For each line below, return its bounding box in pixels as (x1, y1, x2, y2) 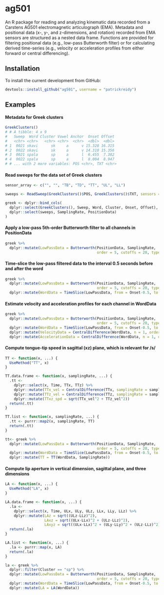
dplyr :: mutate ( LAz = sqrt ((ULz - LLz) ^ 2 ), (14, 513, 97, 518)
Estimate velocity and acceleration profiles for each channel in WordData (5, 300, 157, 306)
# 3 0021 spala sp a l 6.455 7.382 (5, 152, 115, 157)
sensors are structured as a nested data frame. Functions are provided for (5, 35, 154, 41)
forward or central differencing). (5, 50, 70, 56)
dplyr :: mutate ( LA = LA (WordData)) (9, 585, 80, 590)
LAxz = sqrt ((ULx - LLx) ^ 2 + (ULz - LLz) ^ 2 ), (44, 518, 130, 523)
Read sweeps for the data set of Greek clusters (5, 172, 102, 178)
